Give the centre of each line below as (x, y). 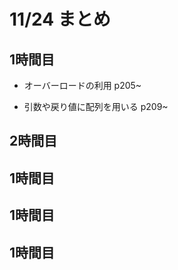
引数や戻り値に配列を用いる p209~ (96, 106)
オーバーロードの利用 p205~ (82, 85)
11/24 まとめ (60, 19)
